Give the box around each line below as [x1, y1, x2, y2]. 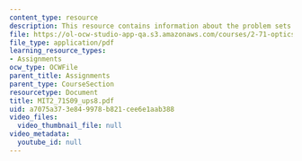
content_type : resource [9, 13, 99, 22]
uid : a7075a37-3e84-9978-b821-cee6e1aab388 [9, 105, 175, 114]
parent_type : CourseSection [9, 80, 115, 89]
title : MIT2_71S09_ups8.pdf [9, 96, 115, 106]
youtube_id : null [17, 138, 83, 147]
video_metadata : [9, 130, 70, 139]
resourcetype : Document [9, 88, 99, 97]
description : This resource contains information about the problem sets [9, 21, 292, 30]
